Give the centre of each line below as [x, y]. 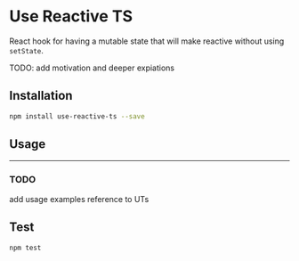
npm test [25, 248]
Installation [41, 96]
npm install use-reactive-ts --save [77, 116]
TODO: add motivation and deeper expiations [92, 68]
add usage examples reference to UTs [79, 199]
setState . [27, 50]
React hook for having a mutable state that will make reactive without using [147, 41]
